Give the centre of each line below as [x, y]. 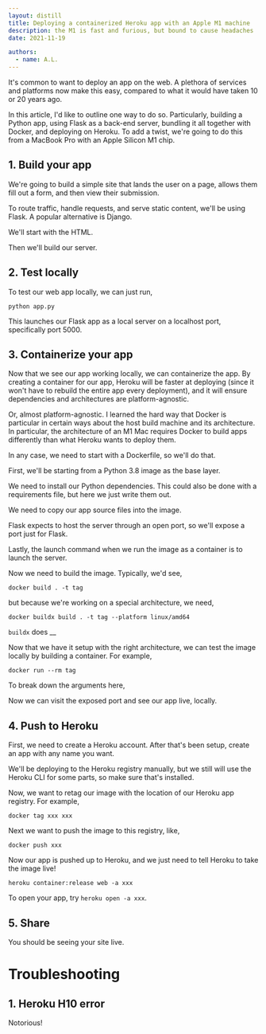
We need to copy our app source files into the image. [95, 510]
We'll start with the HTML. [51, 232]
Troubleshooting [64, 975]
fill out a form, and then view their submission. [84, 193]
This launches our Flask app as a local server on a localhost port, [115, 321]
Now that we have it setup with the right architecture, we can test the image [132, 648]
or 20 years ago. [35, 99]
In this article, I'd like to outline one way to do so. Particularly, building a [125, 115]
